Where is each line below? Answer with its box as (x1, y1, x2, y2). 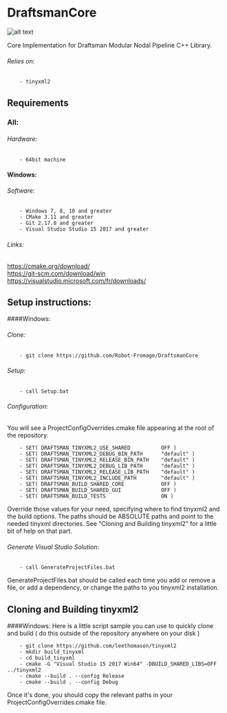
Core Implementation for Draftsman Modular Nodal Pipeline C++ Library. (7, 41, 212, 49)
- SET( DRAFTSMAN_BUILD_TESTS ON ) (19, 493, 174, 500)
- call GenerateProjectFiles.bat (19, 564, 116, 571)
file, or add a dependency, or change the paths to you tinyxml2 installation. (7, 583, 219, 592)
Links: (7, 240, 24, 249)
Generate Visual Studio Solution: (7, 543, 100, 551)
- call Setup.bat (19, 388, 69, 395)
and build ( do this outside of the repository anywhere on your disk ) (7, 629, 200, 638)
